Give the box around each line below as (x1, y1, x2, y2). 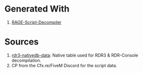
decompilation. (11, 57, 42, 63)
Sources (4, 36, 39, 47)
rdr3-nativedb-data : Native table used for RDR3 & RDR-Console (11, 52, 138, 58)
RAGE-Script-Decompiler (11, 19, 62, 25)
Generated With (4, 3, 70, 15)
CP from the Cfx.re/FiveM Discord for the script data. (11, 62, 117, 68)
